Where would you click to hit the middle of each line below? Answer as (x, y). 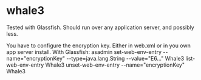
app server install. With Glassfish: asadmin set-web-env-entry (84, 52)
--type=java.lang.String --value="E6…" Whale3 (125, 58)
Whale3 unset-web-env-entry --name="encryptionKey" (115, 65)
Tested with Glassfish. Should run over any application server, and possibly (100, 27)
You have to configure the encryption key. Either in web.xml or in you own (99, 45)
